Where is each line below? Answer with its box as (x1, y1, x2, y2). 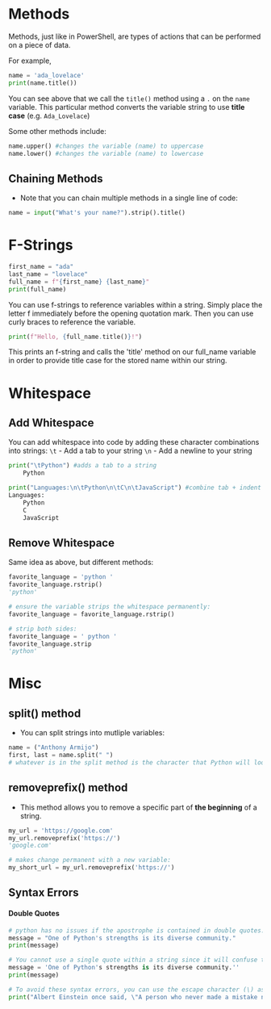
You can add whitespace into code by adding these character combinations (8, 438, 260, 447)
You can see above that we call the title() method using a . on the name (8, 94, 250, 103)
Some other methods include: (8, 126, 107, 136)
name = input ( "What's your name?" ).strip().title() (8, 209, 186, 217)
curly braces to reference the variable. (8, 316, 136, 327)
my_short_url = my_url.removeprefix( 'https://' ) (8, 864, 175, 872)
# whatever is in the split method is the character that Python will (8, 759, 251, 767)
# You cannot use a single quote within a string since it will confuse (8, 956, 258, 965)
